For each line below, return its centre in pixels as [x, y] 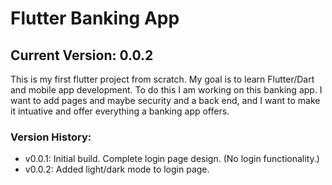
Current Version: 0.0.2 [82, 55]
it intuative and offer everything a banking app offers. [120, 111]
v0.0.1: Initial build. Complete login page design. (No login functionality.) [172, 159]
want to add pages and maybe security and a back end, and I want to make [165, 100]
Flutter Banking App [95, 18]
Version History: [51, 137]
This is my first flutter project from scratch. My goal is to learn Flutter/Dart [162, 79]
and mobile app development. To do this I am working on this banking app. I [166, 90]
